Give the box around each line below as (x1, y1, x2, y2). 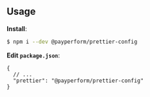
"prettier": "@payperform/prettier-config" (13, 77, 144, 84)
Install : (6, 24, 28, 33)
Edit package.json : (6, 51, 60, 59)
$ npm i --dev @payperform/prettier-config (6, 38, 138, 45)
